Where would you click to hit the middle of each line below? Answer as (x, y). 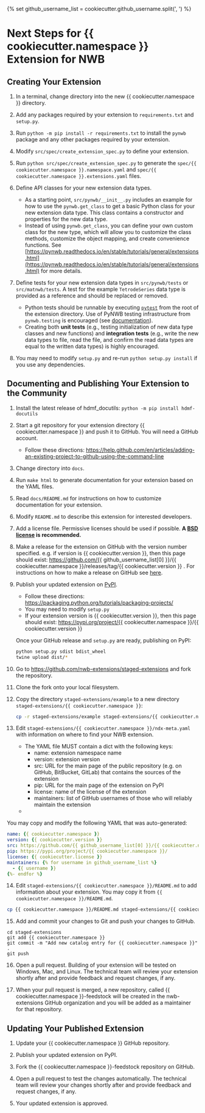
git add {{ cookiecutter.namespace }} (56, 938)
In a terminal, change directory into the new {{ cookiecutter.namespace (105, 96)
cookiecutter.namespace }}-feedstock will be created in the (90, 997)
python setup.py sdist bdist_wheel (61, 652)
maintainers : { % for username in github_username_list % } (82, 862)
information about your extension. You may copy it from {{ (89, 892)
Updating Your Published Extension (75, 1029)
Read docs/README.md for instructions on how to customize (89, 498)
